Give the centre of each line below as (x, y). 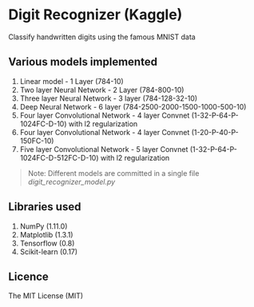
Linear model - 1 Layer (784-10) (71, 81)
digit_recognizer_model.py (71, 181)
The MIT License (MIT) (46, 296)
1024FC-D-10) (43, 124)
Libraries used (45, 207)
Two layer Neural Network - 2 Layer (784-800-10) (102, 90)
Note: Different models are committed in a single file (113, 173)
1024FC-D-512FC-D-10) (59, 157)
